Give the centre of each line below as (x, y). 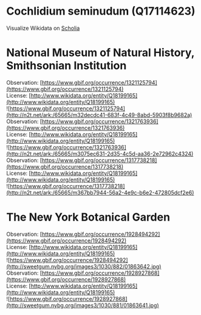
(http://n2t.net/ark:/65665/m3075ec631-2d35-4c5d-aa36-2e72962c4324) (100, 154)
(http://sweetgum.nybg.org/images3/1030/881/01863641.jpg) (83, 305)
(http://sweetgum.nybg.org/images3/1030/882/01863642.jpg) (84, 266)
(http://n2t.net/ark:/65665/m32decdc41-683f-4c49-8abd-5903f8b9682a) (99, 115)
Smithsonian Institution (66, 66)
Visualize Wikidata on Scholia (43, 28)
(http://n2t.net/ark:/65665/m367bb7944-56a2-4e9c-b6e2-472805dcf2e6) (100, 193)
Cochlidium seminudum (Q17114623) (101, 11)
